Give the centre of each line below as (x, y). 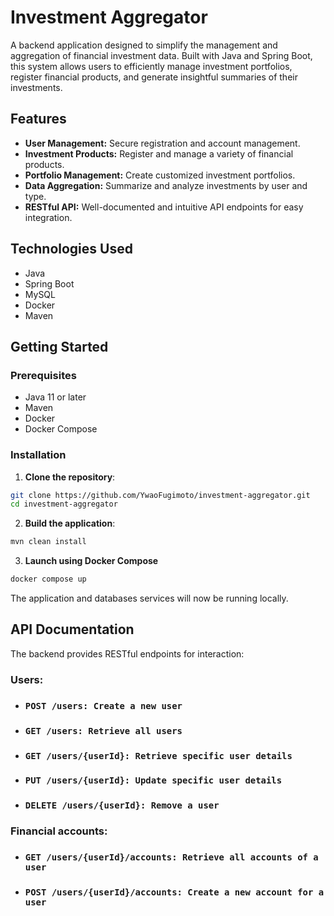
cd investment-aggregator (64, 504)
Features (38, 119)
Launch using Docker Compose (91, 561)
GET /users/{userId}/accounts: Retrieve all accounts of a (171, 857)
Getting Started (59, 346)
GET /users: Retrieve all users (103, 730)
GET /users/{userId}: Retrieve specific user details (158, 755)
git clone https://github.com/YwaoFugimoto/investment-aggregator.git (160, 495)
